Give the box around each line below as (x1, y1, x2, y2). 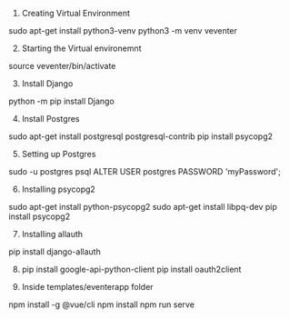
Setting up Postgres (21, 149, 96, 159)
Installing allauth (21, 229, 84, 239)
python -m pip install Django (8, 95, 115, 106)
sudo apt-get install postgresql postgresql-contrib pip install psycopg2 (8, 131, 274, 142)
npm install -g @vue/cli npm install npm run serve (8, 299, 195, 310)
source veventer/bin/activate (8, 61, 116, 71)
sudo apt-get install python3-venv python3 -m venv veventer (8, 25, 238, 35)
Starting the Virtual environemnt (21, 43, 142, 54)
